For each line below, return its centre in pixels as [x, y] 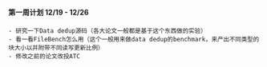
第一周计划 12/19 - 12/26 [49, 12]
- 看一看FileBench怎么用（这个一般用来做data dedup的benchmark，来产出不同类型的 [134, 40]
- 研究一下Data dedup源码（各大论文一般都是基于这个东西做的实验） [107, 31]
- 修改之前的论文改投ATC [44, 57]
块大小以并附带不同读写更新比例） [56, 48]
